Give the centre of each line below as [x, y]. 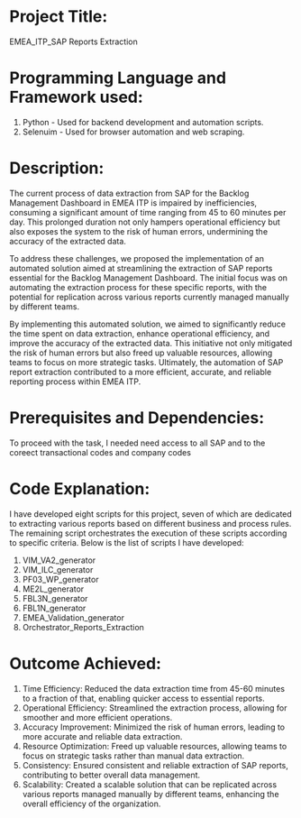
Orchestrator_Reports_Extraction [83, 627]
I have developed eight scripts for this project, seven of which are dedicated [151, 514]
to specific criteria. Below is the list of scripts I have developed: [127, 542]
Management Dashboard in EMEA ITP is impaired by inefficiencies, [133, 202]
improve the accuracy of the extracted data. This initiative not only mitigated [151, 343]
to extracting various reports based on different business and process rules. [150, 523]
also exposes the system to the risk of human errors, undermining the [139, 231]
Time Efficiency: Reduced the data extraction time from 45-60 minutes [154, 688]
